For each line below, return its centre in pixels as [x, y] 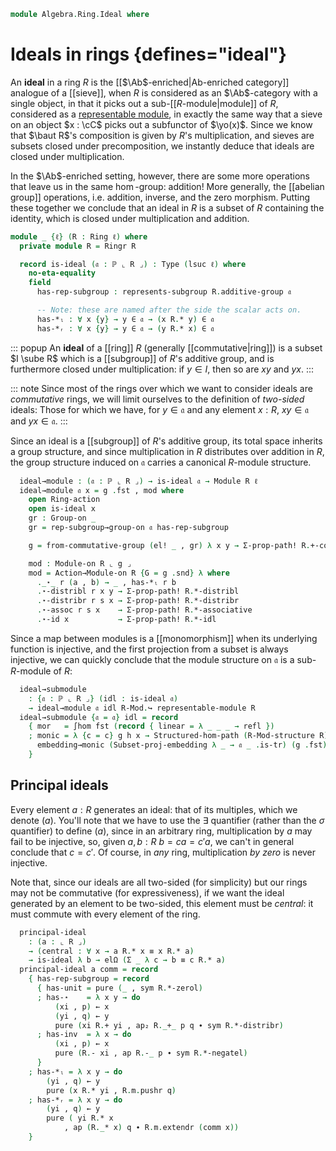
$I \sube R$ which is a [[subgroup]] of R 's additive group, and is [142, 358]
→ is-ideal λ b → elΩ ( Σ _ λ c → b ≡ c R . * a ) [127, 960]
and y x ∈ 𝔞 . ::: [39, 421]
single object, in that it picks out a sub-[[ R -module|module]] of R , [144, 103]
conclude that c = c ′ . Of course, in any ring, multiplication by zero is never [163, 852]
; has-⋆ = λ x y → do [88, 997]
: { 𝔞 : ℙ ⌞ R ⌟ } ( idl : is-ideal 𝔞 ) [103, 698]
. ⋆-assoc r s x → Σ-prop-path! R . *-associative [144, 610]
